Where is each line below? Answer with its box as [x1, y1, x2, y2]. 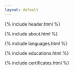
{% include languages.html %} [4, 40, 68, 46]
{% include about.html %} [4, 30, 58, 36]
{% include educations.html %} [4, 50, 69, 56]
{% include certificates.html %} [4, 59, 69, 65]
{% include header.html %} [4, 21, 60, 27]
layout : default [4, 7, 38, 12]
